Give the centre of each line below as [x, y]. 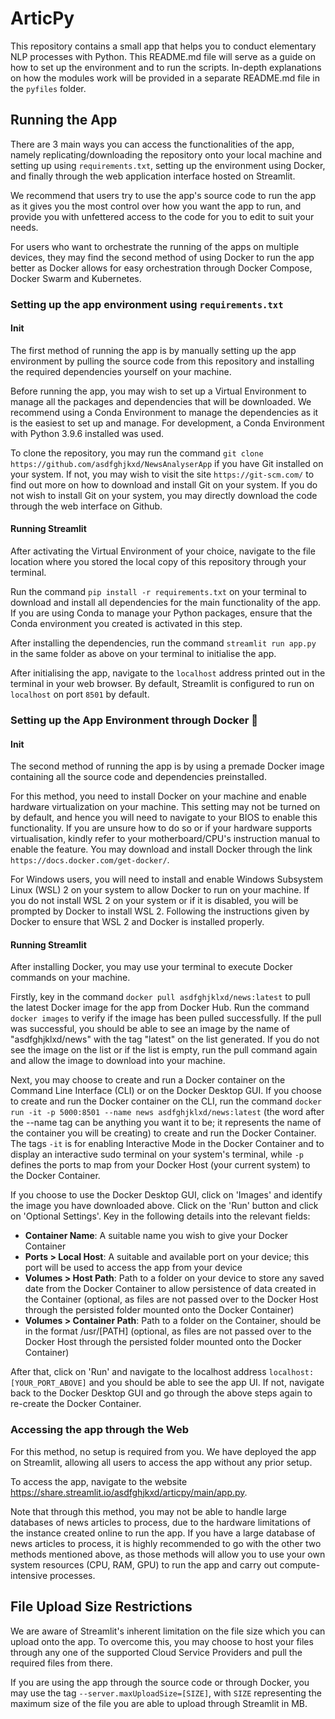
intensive [29, 1575]
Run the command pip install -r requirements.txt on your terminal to [159, 592]
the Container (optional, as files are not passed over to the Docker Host [171, 1299]
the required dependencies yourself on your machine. [121, 371]
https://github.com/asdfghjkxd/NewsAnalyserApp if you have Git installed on [167, 463]
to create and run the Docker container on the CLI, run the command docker [166, 1101]
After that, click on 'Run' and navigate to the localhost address [138, 1372]
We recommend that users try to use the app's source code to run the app [163, 195]
